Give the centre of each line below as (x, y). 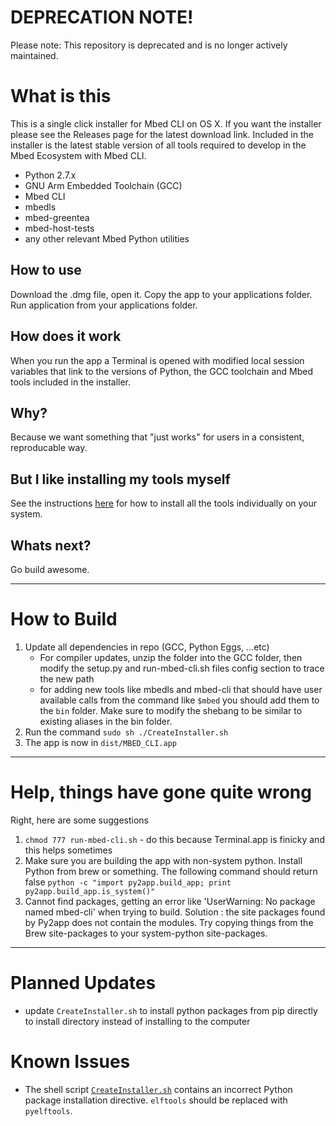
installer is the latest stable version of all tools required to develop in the (158, 145)
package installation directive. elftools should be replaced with (156, 1100)
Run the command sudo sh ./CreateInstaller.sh (126, 732)
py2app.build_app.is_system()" (90, 891)
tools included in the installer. (71, 382)
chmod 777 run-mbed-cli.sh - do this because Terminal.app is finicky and (174, 839)
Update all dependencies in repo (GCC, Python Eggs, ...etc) (147, 647)
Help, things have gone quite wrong (161, 792)
